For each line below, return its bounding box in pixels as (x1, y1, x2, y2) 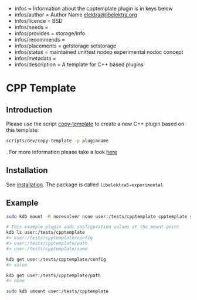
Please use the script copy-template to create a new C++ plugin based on (6, 120, 185, 127)
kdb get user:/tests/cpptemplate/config (6, 256, 107, 262)
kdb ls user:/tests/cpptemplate (6, 230, 85, 236)
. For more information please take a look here (6, 148, 117, 155)
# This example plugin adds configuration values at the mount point (6, 224, 180, 230)
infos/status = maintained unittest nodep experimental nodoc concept (14, 49, 184, 55)
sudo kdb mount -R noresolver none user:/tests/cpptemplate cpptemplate (6, 213, 188, 219)
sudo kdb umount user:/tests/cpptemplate (6, 288, 109, 295)
